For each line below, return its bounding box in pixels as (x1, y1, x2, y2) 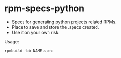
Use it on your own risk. (11, 29, 60, 35)
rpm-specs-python (4, 3, 85, 14)
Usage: (4, 39, 19, 44)
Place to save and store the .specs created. (11, 24, 99, 30)
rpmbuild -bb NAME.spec (4, 48, 53, 53)
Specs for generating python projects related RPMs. (11, 19, 117, 25)
